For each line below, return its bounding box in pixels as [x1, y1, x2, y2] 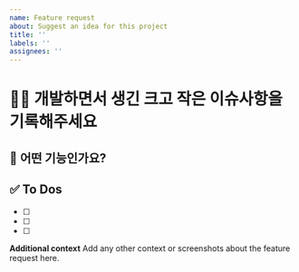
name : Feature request [9, 13, 95, 23]
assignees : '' [9, 47, 63, 56]
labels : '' [9, 38, 51, 48]
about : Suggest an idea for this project [9, 22, 169, 31]
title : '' [9, 30, 47, 39]
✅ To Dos [9, 182, 63, 198]
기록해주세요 [9, 112, 98, 132]
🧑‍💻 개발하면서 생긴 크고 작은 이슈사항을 [9, 89, 284, 110]
